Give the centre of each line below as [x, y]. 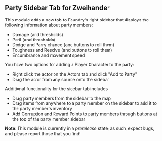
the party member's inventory [42, 108]
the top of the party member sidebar [49, 119]
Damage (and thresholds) [37, 34]
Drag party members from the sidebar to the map [61, 98]
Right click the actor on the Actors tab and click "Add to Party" [75, 74]
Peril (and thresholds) [34, 40]
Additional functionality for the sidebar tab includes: [57, 89]
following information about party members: [49, 25]
